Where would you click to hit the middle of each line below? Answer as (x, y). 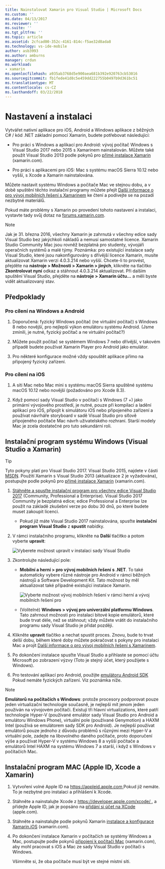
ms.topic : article (24, 37)
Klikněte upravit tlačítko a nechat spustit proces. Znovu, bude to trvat (83, 635)
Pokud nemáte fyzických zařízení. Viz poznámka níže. (67, 680)
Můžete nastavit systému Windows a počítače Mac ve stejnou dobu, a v (78, 185)
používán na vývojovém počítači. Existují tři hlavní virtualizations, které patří (82, 710)
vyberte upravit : (29, 541)
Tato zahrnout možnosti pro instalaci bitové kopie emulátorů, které (87, 615)
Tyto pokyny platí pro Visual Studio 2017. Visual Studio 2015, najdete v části (82, 471)
